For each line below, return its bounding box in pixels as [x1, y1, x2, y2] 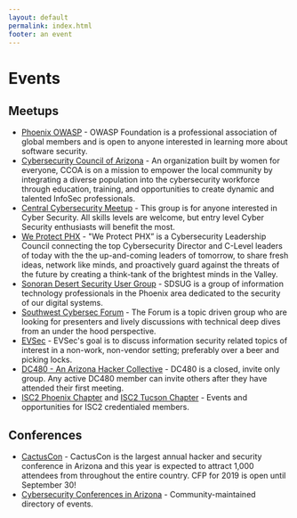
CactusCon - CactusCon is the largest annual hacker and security [20, 451, 262, 462]
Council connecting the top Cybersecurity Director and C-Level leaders [20, 241, 284, 251]
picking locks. [20, 354, 73, 366]
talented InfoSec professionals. [20, 193, 135, 204]
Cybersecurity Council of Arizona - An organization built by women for [20, 155, 281, 166]
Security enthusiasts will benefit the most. [20, 222, 175, 233]
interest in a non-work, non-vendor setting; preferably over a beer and [20, 345, 279, 356]
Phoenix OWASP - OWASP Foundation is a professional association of [20, 127, 277, 138]
